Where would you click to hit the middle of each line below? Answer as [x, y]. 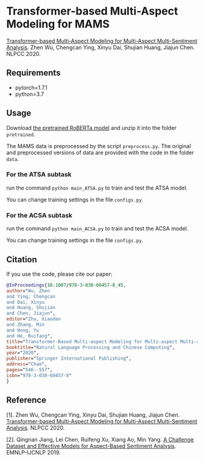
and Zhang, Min [25, 325]
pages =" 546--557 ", [29, 370]
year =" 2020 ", [23, 353]
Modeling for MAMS [58, 24]
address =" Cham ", [27, 364]
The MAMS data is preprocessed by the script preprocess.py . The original [99, 146]
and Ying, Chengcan [31, 296]
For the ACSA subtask [39, 215]
